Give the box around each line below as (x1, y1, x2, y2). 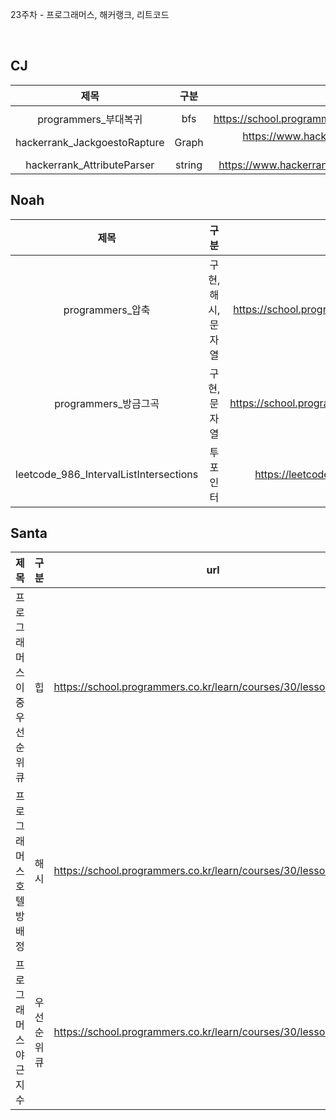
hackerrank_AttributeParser (25, 158, 155, 172)
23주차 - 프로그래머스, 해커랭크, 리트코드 (10, 9, 170, 20)
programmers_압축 (63, 303, 151, 317)
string (175, 158, 203, 172)
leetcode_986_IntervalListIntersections (15, 467, 199, 481)
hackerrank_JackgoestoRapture (15, 135, 165, 149)
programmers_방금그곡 (54, 396, 160, 410)
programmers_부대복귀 (37, 112, 143, 126)
